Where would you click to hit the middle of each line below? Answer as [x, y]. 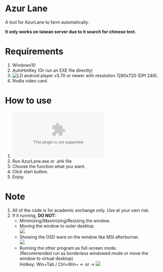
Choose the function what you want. [49, 166]
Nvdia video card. [30, 81]
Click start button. [30, 171]
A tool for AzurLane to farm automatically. [47, 22]
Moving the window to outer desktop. [57, 226]
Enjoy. [18, 177]
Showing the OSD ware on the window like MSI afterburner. [79, 237]
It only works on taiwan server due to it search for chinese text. [71, 31]
